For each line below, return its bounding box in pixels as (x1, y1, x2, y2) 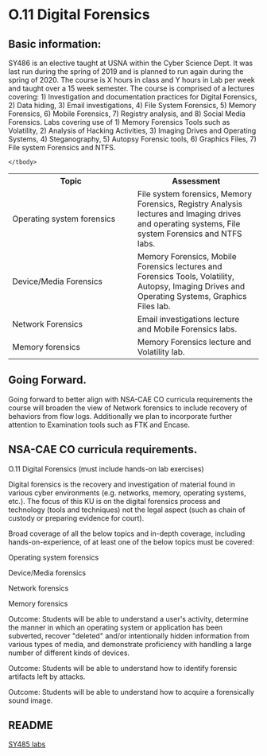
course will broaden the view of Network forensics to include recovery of (8, 403, 248, 413)
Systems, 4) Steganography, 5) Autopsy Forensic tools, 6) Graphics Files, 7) (8, 134, 257, 144)
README (8, 719, 53, 732)
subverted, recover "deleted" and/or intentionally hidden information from (8, 630, 250, 641)
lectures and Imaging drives (137, 208, 242, 219)
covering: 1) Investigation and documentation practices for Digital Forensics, (8, 92, 257, 101)
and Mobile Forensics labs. (137, 324, 238, 335)
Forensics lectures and (137, 261, 222, 272)
